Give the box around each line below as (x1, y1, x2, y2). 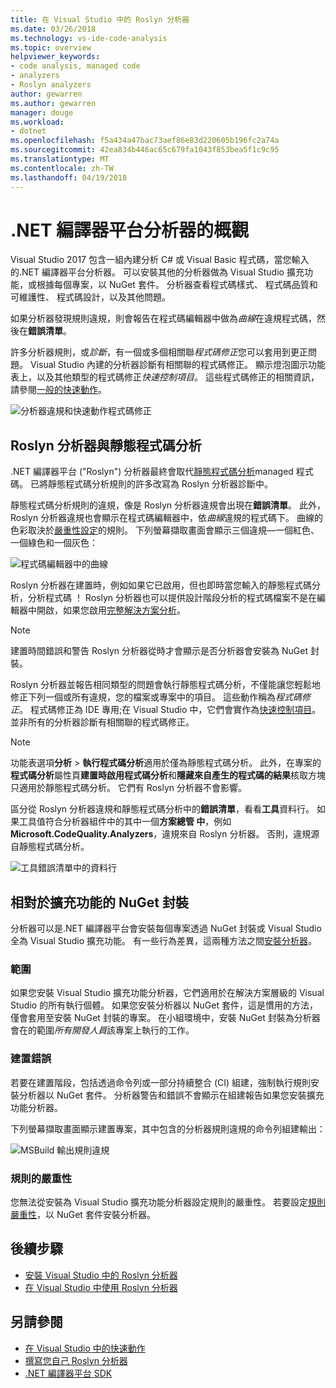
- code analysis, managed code (10, 61, 141, 71)
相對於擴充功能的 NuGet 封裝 (10, 894, 189, 911)
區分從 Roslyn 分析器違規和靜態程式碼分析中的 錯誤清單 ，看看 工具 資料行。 (10, 803, 315, 815)
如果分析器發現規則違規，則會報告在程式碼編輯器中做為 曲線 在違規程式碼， (10, 312, 317, 325)
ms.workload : (10, 117, 65, 127)
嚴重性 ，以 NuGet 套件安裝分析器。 (10, 1208, 156, 1220)
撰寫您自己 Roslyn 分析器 (24, 1354, 128, 1366)
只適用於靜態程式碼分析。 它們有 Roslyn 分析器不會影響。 (10, 782, 247, 794)
